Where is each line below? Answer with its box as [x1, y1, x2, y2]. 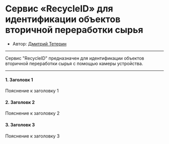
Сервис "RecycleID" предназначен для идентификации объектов [5, 55, 144, 61]
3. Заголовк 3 [5, 121, 35, 127]
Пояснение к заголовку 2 [5, 110, 60, 116]
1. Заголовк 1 [5, 76, 33, 82]
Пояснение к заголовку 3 [5, 133, 60, 139]
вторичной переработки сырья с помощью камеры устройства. [5, 60, 143, 66]
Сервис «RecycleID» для [5, 3, 113, 14]
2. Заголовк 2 [5, 99, 35, 105]
